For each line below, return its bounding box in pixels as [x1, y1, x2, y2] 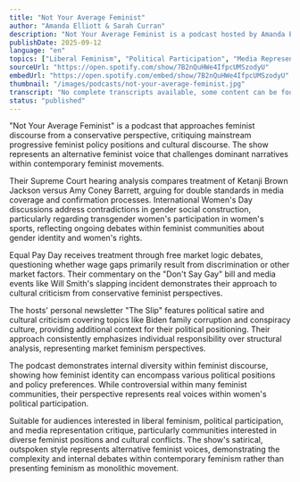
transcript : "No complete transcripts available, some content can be [9, 87, 278, 96]
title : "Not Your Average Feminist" [9, 12, 146, 22]
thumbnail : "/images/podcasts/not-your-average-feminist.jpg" [9, 79, 246, 88]
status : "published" [9, 96, 87, 105]
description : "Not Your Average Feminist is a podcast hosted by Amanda [9, 29, 286, 38]
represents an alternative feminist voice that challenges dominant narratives [9, 149, 288, 160]
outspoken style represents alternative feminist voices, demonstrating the [9, 444, 280, 455]
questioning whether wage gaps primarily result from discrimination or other [9, 260, 290, 270]
